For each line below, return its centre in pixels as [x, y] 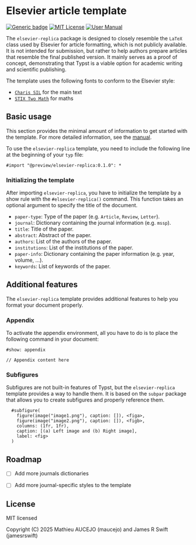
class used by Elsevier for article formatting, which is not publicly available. [97, 44]
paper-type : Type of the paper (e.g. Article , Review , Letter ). [87, 217]
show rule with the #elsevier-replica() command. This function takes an [95, 199]
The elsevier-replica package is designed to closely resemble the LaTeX [94, 38]
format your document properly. [45, 305]
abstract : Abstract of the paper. [53, 235]
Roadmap [24, 459]
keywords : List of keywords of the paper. [63, 266]
